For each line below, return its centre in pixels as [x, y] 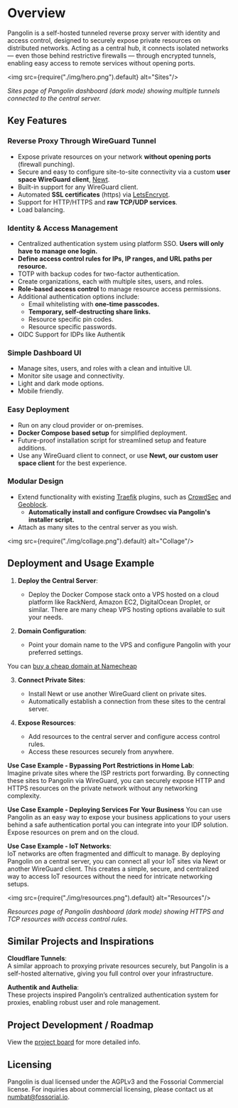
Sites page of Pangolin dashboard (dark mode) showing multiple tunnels [114, 90]
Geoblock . [33, 504]
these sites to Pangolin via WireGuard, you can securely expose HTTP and [116, 780]
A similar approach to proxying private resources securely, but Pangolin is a [118, 966]
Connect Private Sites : [52, 680]
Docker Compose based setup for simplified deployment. [102, 433]
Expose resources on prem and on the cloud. [73, 832]
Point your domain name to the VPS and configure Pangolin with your [130, 644]
